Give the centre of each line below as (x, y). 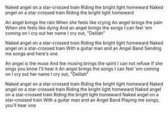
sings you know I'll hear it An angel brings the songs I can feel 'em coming (82, 69)
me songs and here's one (31, 53)
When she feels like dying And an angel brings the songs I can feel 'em (79, 28)
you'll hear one (21, 105)
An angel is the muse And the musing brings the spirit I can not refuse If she (84, 63)
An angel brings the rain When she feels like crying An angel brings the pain (84, 22)
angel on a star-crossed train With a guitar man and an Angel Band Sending (83, 48)
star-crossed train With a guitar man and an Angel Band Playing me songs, (82, 100)
